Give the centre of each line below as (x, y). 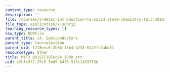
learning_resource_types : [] (36, 29)
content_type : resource (30, 10)
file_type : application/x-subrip (40, 24)
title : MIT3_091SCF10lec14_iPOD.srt (44, 57)
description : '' (22, 15)
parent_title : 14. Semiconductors (42, 39)
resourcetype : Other (27, 52)
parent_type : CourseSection (35, 43)
